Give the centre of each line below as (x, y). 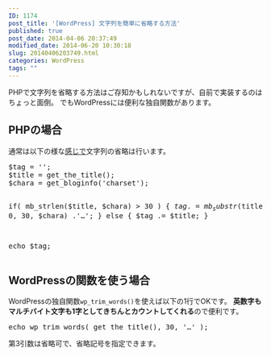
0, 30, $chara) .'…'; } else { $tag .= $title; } (108, 216)
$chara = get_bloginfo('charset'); (79, 183)
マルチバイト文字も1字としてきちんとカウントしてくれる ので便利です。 (126, 312)
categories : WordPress (46, 61)
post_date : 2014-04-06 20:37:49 (63, 38)
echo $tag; (30, 246)
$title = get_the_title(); (62, 175)
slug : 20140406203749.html (54, 53)
